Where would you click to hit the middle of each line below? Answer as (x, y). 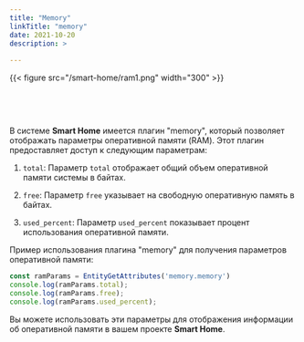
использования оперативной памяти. (95, 233)
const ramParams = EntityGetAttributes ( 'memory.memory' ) (120, 276)
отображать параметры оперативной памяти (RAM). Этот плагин (137, 140)
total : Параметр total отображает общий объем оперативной (145, 168)
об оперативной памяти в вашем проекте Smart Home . (117, 328)
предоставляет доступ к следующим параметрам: (109, 150)
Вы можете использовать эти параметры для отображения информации (152, 319)
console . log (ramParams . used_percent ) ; (83, 302)
